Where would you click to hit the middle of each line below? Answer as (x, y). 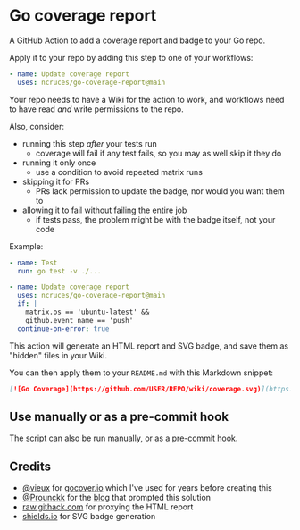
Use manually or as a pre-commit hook (119, 416)
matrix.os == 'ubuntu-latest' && (87, 312)
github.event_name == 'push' (79, 320)
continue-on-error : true (63, 328)
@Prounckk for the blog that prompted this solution (117, 498)
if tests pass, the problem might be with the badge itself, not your (155, 219)
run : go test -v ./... (59, 271)
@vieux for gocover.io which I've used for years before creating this (147, 488)
